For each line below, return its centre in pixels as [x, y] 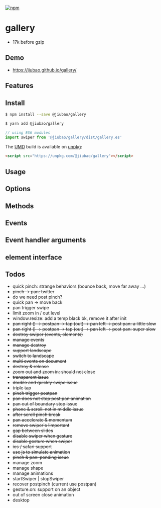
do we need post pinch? [37, 297]
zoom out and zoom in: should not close [54, 372]
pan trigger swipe [31, 308]
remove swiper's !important [41, 426]
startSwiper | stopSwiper [38, 479]
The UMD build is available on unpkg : [44, 147]
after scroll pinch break [36, 414]
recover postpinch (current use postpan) [54, 484]
